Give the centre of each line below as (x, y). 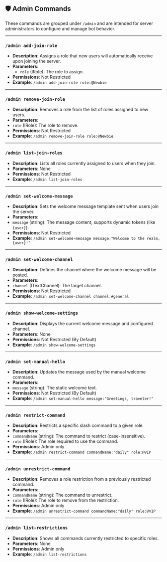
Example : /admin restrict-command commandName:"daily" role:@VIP (82, 452)
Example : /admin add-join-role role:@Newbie (59, 82)
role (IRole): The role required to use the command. (65, 441)
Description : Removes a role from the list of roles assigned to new (80, 110)
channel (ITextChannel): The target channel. (57, 286)
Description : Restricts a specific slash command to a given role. (78, 425)
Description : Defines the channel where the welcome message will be (84, 270)
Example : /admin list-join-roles (47, 179)
